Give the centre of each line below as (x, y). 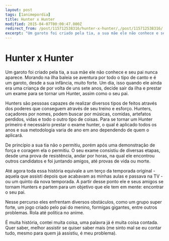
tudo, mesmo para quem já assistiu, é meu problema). (61, 233)
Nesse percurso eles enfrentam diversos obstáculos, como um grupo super (84, 202)
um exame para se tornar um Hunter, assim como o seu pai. (67, 93)
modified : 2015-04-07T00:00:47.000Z (44, 24)
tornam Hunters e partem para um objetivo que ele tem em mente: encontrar (84, 187)
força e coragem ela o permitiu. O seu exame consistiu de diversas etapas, (83, 150)
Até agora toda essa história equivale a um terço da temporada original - (80, 171)
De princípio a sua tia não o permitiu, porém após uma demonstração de (80, 145)
